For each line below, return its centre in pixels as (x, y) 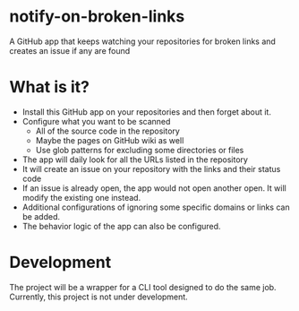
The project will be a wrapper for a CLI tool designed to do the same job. (143, 287)
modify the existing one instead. (81, 197)
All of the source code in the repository (108, 131)
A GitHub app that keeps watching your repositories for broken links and (142, 41)
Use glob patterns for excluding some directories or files (140, 150)
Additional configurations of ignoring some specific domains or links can (156, 207)
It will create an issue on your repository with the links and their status (151, 168)
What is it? (50, 87)
